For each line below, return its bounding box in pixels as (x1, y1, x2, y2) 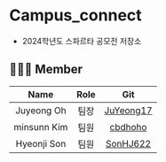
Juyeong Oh (14, 104, 67, 116)
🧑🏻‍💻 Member (9, 62, 83, 77)
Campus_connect (9, 5, 142, 26)
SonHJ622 (105, 137, 152, 150)
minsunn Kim (13, 120, 68, 133)
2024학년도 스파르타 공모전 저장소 (21, 35, 142, 46)
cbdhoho (109, 120, 147, 133)
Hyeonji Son (15, 137, 67, 150)
